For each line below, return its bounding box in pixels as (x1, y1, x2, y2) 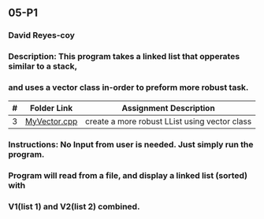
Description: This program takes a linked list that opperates (8, 51, 240, 62)
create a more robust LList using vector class (85, 116, 252, 127)
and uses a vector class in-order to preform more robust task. (8, 82, 249, 93)
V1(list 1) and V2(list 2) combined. (8, 201, 140, 212)
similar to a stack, (8, 61, 77, 72)
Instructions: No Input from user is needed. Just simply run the (8, 139, 254, 150)
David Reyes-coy (8, 30, 75, 41)
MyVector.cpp (24, 116, 78, 127)
